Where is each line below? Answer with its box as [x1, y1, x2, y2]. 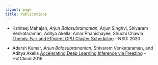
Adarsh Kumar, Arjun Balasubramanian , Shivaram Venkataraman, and [12, 45, 153, 51]
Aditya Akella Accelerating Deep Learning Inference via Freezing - [12, 50, 146, 56]
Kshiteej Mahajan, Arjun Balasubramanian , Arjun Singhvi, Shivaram [12, 25, 148, 31]
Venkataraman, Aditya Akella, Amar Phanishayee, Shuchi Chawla [12, 30, 143, 36]
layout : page [5, 7, 32, 12]
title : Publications [5, 12, 48, 17]
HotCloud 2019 [12, 55, 43, 61]
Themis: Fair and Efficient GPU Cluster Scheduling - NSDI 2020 [12, 35, 141, 42]
